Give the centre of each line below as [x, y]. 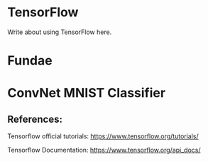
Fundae [30, 61]
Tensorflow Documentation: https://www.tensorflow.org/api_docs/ [104, 150]
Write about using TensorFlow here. [60, 32]
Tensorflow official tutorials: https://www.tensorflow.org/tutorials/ [103, 136]
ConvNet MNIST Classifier [86, 93]
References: [35, 119]
